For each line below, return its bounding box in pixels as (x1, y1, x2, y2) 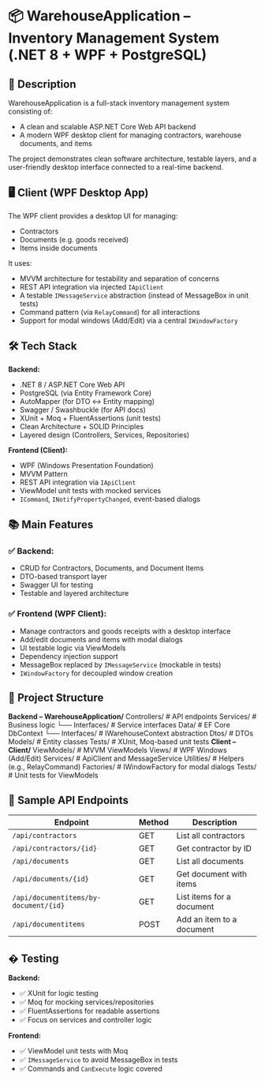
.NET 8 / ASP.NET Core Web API (19, 380, 125, 389)
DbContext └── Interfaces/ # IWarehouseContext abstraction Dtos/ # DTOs (8, 728, 254, 739)
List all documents (176, 856, 244, 867)
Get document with (176, 869, 248, 880)
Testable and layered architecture (19, 589, 129, 598)
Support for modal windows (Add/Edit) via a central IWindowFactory (19, 316, 238, 325)
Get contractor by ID (176, 843, 252, 854)
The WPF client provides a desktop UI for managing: (8, 211, 178, 220)
